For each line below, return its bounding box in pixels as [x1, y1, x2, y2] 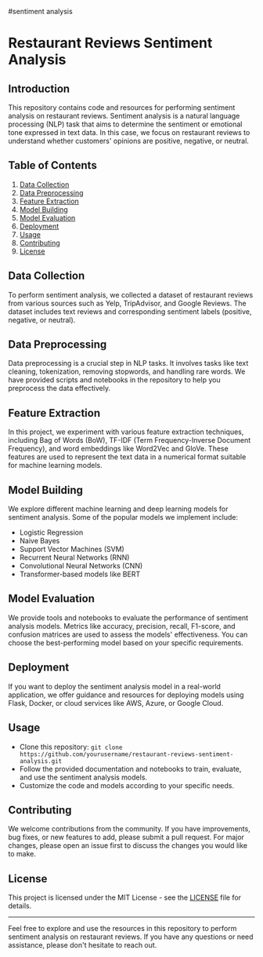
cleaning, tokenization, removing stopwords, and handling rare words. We [8, 367, 246, 376]
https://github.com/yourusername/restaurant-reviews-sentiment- [19, 750, 234, 758]
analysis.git [19, 757, 63, 765]
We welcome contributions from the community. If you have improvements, [8, 824, 250, 834]
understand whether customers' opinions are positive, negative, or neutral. [8, 137, 249, 145]
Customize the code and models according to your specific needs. [19, 780, 235, 790]
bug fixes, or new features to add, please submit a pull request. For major [8, 832, 245, 842]
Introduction [8, 82, 70, 95]
